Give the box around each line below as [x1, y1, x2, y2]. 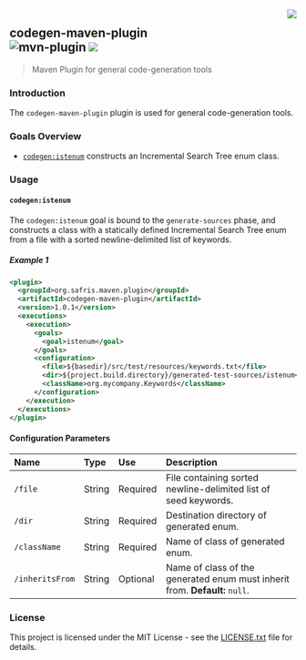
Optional [117, 573, 155, 585]
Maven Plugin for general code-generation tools [31, 64, 212, 75]
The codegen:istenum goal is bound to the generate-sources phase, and [9, 214, 276, 226]
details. [9, 641, 37, 652]
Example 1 [9, 255, 49, 266]
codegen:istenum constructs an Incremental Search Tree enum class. [22, 150, 280, 162]
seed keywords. [165, 493, 234, 506]
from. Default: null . [165, 584, 250, 596]
